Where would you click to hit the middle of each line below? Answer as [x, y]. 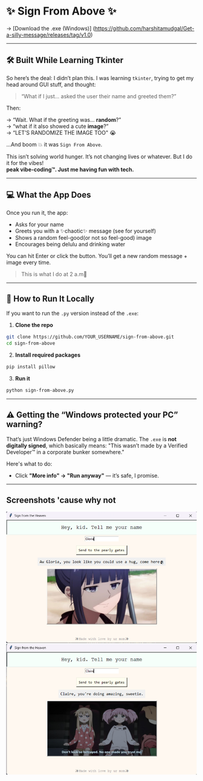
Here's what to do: [29, 464]
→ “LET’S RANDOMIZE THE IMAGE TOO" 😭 [61, 132]
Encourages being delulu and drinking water [70, 244]
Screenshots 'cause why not [61, 500]
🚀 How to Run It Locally [50, 299]
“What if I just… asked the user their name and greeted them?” [99, 96]
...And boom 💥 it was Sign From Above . [54, 144]
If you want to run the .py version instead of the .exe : [72, 313]
